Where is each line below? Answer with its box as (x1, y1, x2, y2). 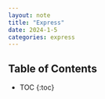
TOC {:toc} (19, 83, 55, 92)
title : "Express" (8, 19, 65, 27)
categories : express (8, 33, 76, 41)
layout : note (8, 11, 51, 19)
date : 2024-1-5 (8, 26, 58, 34)
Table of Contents (8, 62, 98, 75)
